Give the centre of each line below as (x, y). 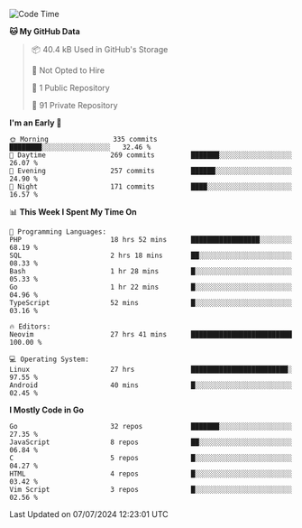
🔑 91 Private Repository (75, 105)
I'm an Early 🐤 (36, 123)
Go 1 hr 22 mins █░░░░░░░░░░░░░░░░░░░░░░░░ (151, 287)
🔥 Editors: (30, 327)
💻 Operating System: (50, 359)
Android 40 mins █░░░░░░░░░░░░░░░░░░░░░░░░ (151, 385)
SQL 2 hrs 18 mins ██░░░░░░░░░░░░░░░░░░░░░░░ (151, 255)
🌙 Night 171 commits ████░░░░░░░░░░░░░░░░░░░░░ (151, 187)
